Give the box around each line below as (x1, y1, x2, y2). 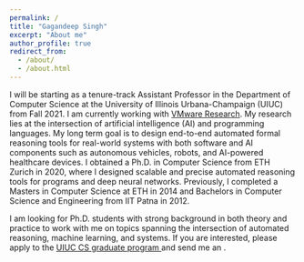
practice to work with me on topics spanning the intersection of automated (9, 222, 289, 233)
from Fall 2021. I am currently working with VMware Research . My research (9, 108, 292, 119)
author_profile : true (9, 38, 92, 48)
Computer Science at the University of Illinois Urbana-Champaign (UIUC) (9, 98, 284, 109)
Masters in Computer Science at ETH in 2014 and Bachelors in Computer (9, 186, 282, 196)
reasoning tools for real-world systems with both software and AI (9, 137, 253, 148)
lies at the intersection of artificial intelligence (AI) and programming (9, 117, 265, 128)
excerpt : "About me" (9, 30, 88, 39)
